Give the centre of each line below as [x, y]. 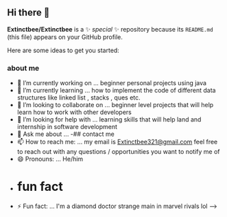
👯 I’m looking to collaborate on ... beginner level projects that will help [115, 105]
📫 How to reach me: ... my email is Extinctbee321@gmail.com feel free [117, 142]
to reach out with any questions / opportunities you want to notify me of [118, 152]
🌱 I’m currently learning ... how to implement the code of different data [116, 91]
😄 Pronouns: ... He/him [50, 159]
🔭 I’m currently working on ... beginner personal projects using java [112, 83]
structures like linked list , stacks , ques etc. [79, 98]
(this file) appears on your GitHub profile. [65, 37]
